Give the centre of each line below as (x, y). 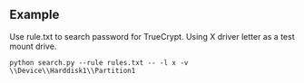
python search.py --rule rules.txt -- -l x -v (99, 62)
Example (34, 15)
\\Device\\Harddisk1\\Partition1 (73, 70)
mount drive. (33, 46)
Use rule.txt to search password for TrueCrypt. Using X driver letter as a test (152, 36)
